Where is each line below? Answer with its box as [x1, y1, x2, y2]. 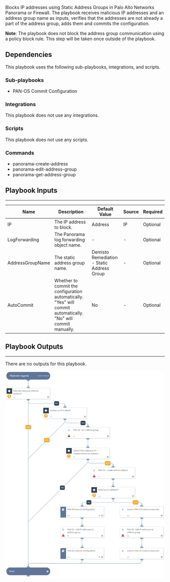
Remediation [92, 254, 118, 261]
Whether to [54, 278, 78, 284]
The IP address [54, 218, 86, 225]
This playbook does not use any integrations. [5, 112, 99, 118]
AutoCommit [7, 302, 34, 308]
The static [54, 254, 75, 261]
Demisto [92, 249, 109, 255]
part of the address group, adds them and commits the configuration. [5, 20, 150, 26]
